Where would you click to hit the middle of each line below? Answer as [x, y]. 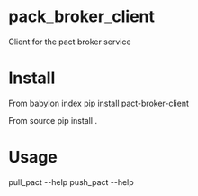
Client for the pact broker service [70, 42]
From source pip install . [53, 120]
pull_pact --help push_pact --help [71, 182]
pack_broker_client [81, 17]
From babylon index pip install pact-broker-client [99, 103]
